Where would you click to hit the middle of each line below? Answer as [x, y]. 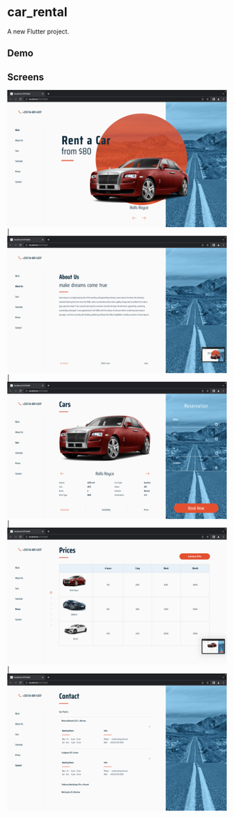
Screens [25, 77]
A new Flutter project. [38, 31]
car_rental [37, 12]
